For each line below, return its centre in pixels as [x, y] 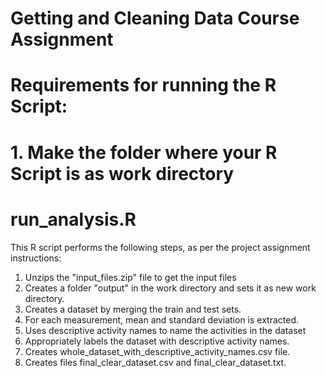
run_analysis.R [73, 219]
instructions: [36, 258]
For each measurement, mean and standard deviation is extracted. [162, 319]
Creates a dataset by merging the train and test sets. [133, 309]
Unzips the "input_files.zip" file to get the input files [130, 277]
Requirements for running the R [143, 85]
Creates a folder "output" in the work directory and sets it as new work [170, 288]
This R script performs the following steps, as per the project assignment [160, 247]
